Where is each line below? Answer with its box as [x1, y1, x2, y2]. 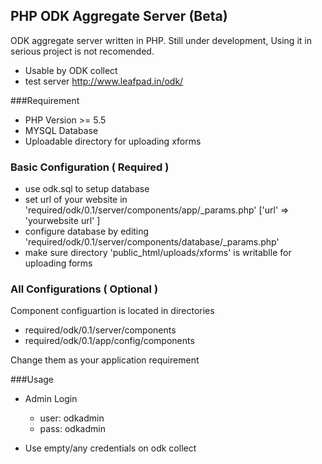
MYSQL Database [24, 124, 99, 136]
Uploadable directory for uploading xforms [24, 135, 202, 147]
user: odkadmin [39, 412, 105, 424]
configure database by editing [24, 225, 150, 238]
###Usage [10, 374, 55, 386]
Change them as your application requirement [10, 354, 200, 366]
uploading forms [24, 257, 93, 269]
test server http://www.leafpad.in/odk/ [24, 75, 184, 87]
